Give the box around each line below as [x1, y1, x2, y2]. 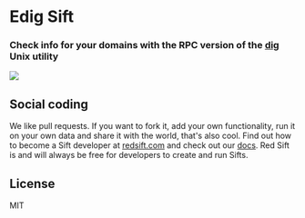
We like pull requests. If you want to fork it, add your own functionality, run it [9, 121, 296, 132]
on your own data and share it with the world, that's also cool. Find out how [9, 130, 292, 142]
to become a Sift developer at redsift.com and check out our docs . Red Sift [9, 140, 290, 151]
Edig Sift [9, 6, 75, 27]
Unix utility [9, 50, 59, 63]
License [9, 175, 56, 192]
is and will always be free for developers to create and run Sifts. [9, 150, 249, 161]
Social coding [9, 96, 89, 112]
